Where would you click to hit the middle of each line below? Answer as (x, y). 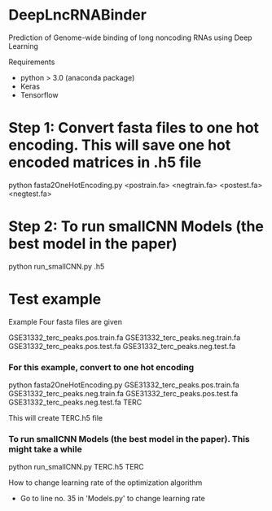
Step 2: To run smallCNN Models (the (136, 227)
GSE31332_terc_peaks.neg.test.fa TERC (75, 402)
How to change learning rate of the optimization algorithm (105, 483)
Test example (55, 299)
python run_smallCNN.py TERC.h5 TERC (76, 467)
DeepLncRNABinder (77, 15)
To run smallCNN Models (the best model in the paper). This (129, 439)
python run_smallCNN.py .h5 (57, 266)
